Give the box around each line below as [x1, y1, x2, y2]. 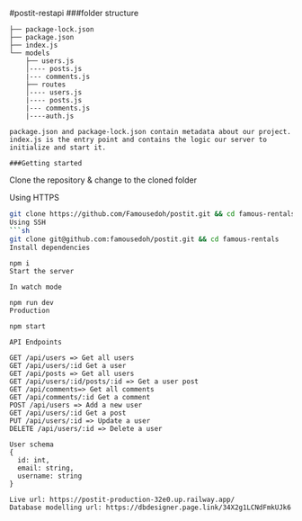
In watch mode [9, 283, 63, 292]
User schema [9, 440, 54, 449]
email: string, [17, 463, 75, 473]
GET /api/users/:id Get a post [9, 409, 127, 418]
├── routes [25, 80, 67, 89]
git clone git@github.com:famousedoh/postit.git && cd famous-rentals [9, 234, 280, 244]
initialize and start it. [9, 143, 106, 152]
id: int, [17, 456, 50, 465]
